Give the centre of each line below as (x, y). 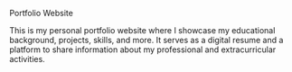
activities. (27, 59)
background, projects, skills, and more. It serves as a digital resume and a (146, 40)
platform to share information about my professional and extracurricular (143, 49)
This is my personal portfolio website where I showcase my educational (142, 30)
